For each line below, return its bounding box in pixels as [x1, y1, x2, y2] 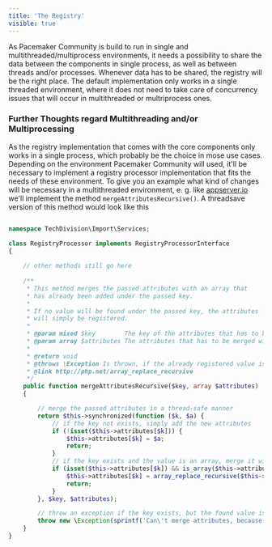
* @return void [26, 352, 79, 360]
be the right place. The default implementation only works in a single [8, 76, 237, 86]
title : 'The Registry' [8, 11, 85, 20]
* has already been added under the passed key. [26, 292, 194, 300]
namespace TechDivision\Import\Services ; [8, 224, 151, 233]
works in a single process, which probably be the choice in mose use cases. [8, 151, 263, 160]
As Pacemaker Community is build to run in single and [8, 41, 189, 51]
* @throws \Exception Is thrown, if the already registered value [26, 359, 255, 368]
